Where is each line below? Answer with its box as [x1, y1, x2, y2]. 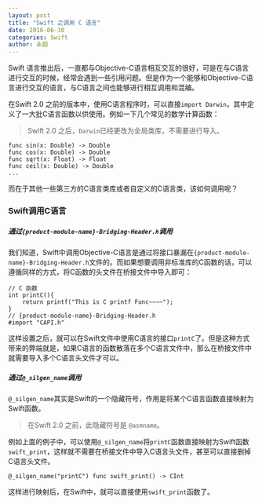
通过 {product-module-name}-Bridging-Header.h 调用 [8, 226, 173, 236]
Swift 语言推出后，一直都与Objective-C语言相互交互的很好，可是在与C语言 [8, 64, 249, 73]
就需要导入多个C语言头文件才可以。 [8, 353, 124, 363]
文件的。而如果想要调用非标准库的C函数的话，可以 [89, 257, 253, 267]
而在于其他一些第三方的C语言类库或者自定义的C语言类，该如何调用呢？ [8, 184, 238, 193]
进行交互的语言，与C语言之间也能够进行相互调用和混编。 [14, 83, 199, 93]
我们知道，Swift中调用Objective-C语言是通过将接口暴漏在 [8, 248, 195, 257]
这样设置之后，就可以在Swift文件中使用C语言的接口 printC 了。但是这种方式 [8, 334, 250, 343]
